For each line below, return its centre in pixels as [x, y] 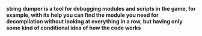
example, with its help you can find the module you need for [82, 15]
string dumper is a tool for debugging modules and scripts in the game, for [101, 9]
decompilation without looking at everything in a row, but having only [94, 21]
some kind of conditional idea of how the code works [74, 28]
